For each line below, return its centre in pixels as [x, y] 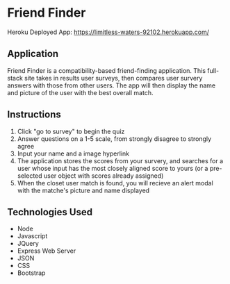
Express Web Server [47, 251]
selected [30, 176]
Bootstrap [31, 273]
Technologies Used [50, 212]
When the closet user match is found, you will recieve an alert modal [115, 183]
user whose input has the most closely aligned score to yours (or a [113, 168]
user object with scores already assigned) [104, 176]
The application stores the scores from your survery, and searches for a [120, 160]
